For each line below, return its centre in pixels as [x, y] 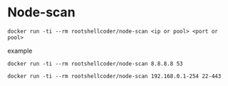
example [20, 50]
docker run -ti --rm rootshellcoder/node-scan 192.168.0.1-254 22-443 [114, 76]
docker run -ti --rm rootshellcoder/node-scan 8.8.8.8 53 [95, 64]
